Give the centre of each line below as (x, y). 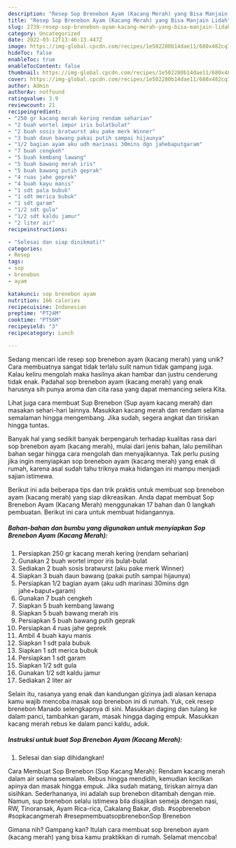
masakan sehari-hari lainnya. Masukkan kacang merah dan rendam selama (116, 410)
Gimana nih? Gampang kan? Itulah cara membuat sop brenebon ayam (109, 829)
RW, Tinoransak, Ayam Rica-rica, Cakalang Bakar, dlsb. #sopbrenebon (109, 808)
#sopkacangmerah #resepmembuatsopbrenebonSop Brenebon (99, 816)
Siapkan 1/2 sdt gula (47, 665)
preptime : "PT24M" (35, 313)
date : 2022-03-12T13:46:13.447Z (55, 40)
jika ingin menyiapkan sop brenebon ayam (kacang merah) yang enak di (112, 461)
